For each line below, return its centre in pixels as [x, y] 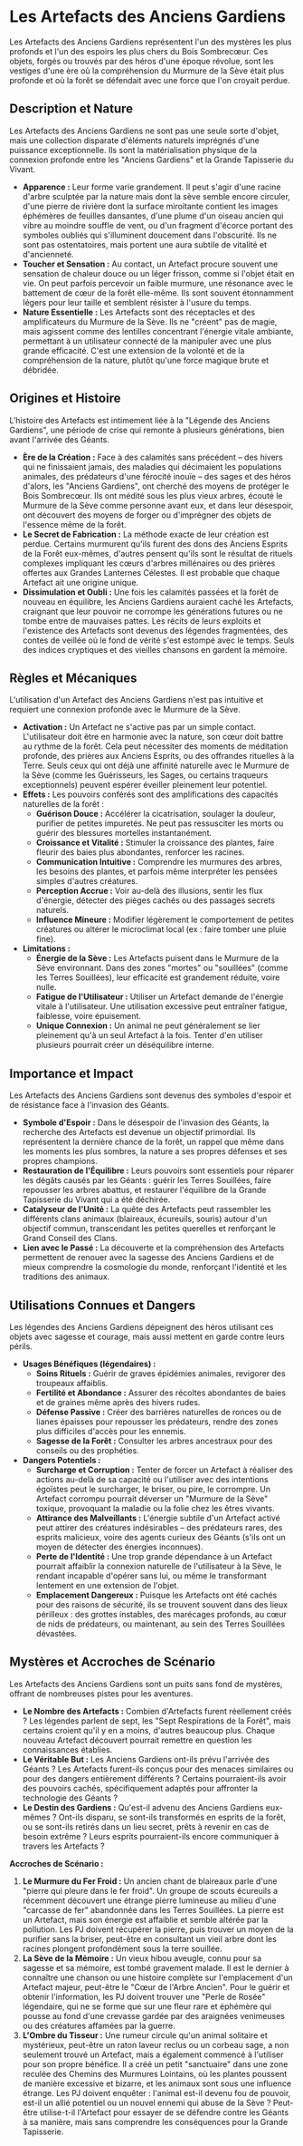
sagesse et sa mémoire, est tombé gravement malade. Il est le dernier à [156, 1967]
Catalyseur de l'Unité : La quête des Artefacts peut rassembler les [147, 1209]
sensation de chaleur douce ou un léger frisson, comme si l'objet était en [158, 273]
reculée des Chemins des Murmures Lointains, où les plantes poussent [155, 2073]
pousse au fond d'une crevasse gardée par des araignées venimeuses [153, 2015]
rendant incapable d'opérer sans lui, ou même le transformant [151, 1576]
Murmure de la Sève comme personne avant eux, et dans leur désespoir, [158, 505]
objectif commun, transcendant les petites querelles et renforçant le [149, 1228]
